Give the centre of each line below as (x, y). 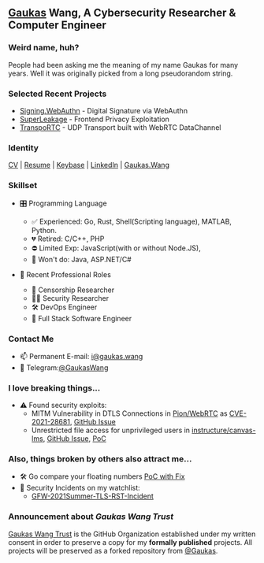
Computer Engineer (57, 26)
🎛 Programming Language (63, 203)
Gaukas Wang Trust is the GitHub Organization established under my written (132, 534)
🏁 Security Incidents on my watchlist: (80, 488)
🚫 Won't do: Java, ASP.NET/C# (81, 259)
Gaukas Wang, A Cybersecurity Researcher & (122, 13)
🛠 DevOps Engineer (64, 307)
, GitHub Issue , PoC (74, 439)
